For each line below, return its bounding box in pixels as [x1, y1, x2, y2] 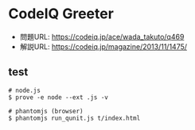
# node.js [8, 86, 41, 94]
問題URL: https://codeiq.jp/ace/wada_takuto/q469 [19, 32, 185, 41]
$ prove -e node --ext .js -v [8, 93, 109, 101]
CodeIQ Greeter [8, 5, 114, 23]
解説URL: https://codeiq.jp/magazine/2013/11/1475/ [19, 41, 188, 52]
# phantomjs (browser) [8, 107, 84, 115]
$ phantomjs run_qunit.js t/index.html [8, 114, 141, 122]
